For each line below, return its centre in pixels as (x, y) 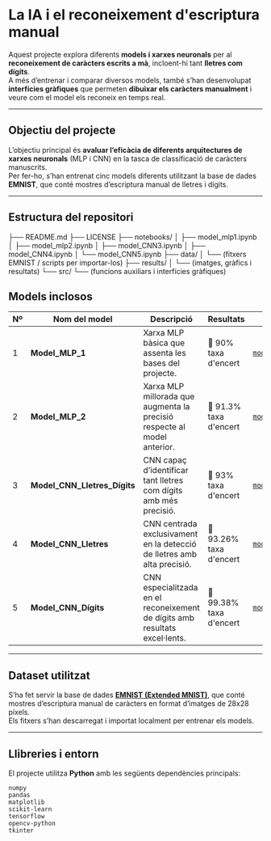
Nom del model (83, 319)
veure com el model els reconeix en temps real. (87, 97)
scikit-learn (30, 809)
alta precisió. (167, 564)
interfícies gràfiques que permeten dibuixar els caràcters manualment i (130, 89)
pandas (19, 795)
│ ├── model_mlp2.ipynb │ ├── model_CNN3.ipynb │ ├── (107, 245)
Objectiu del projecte (62, 131)
